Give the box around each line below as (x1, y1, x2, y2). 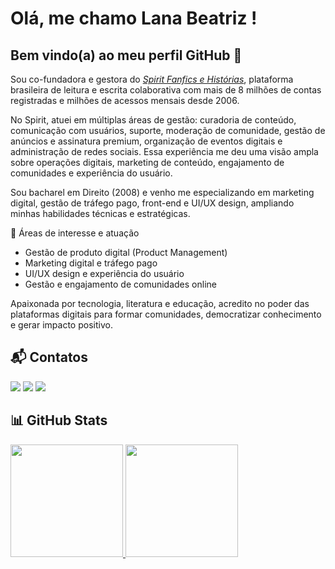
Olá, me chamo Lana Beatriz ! (10, 7, 258, 30)
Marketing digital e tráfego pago (24, 257, 158, 269)
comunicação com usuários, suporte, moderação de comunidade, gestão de (10, 125, 326, 136)
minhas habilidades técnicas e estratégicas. (10, 208, 191, 219)
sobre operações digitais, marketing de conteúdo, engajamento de (10, 157, 285, 168)
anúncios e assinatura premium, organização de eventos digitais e (10, 135, 283, 147)
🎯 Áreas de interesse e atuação (10, 227, 140, 239)
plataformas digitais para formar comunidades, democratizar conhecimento (10, 308, 322, 320)
